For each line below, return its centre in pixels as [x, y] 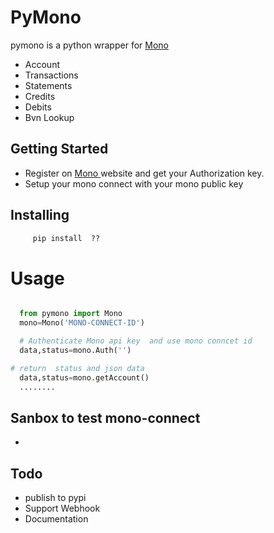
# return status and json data [77, 368]
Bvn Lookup [49, 117]
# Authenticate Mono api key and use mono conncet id [136, 341]
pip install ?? [66, 238]
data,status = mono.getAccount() [84, 377]
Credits [40, 96]
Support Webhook [62, 508]
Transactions [51, 75]
